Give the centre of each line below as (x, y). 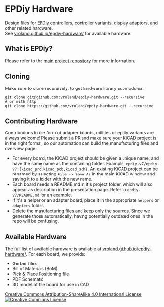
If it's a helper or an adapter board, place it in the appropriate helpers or (85, 200)
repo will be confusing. (36, 221)
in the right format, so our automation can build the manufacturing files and (82, 143)
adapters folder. (28, 206)
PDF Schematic (28, 279)
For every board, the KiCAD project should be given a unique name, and (85, 158)
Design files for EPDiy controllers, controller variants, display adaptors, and (82, 23)
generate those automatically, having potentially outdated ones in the (82, 216)
